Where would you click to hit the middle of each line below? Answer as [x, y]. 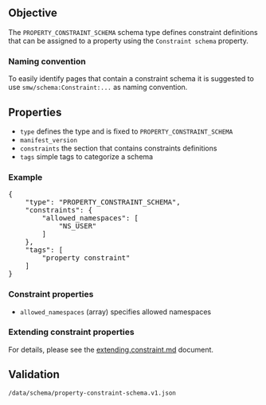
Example [25, 177]
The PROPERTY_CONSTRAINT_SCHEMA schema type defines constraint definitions [133, 32]
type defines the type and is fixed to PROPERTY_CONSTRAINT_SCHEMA [126, 131]
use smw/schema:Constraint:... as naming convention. [98, 88]
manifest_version [49, 140]
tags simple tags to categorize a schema [86, 156]
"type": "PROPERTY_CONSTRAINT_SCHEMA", [103, 202]
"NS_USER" [78, 226]
